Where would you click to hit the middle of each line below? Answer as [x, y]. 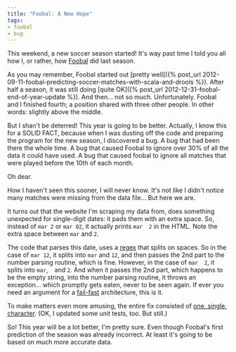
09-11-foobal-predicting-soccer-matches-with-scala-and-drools [101, 82]
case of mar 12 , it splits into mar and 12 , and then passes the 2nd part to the [116, 255]
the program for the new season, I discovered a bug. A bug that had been [113, 141]
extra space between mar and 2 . [53, 234]
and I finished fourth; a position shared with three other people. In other [111, 105]
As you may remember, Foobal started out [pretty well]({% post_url [104, 75]
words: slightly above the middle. [55, 112]
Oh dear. [20, 177]
